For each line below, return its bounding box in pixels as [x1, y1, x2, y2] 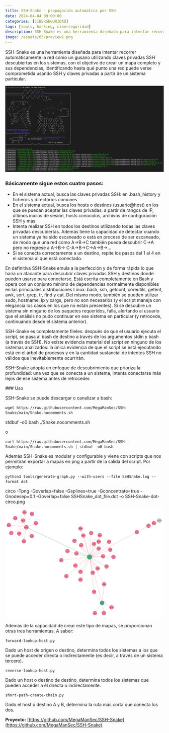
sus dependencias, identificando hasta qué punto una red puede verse [5, 65, 152, 71]
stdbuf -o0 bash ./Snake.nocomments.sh [5, 419, 91, 425]
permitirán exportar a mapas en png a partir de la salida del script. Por [5, 458, 151, 464]
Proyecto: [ [5, 716, 29, 722]
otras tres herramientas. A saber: [5, 628, 74, 634]
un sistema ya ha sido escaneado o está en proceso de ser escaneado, [12, 234, 160, 240]
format [5, 479, 19, 484]
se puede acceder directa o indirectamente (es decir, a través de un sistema [5, 652, 163, 659]
